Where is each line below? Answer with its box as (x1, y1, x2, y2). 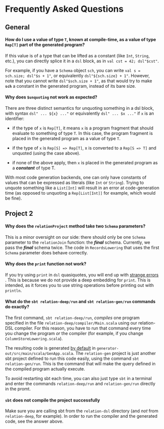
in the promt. (5, 386, 31, 392)
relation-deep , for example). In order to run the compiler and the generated (5, 413, 158, 419)
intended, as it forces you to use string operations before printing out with (5, 282, 154, 288)
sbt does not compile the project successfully (5, 397, 100, 403)
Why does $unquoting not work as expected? (5, 94, 97, 100)
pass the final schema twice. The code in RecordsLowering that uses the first (5, 244, 160, 251)
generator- (96, 346, 119, 351)
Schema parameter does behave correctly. (5, 250, 88, 255)
